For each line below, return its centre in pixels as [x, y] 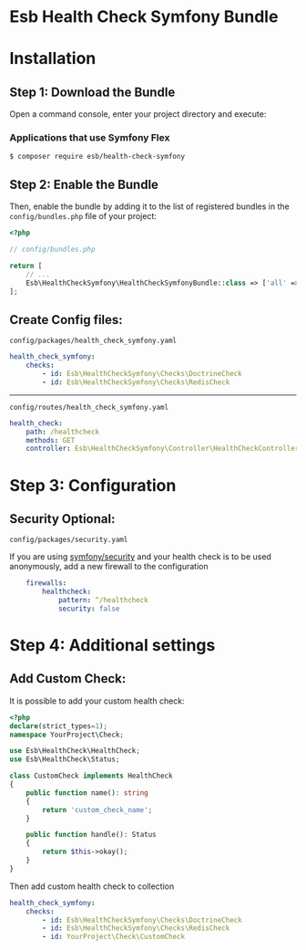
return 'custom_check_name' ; [97, 809]
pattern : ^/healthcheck [103, 600]
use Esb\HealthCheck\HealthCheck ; [75, 751]
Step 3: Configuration [93, 485]
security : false [89, 609]
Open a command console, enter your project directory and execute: [138, 114]
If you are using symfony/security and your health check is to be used [140, 557]
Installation [53, 59]
